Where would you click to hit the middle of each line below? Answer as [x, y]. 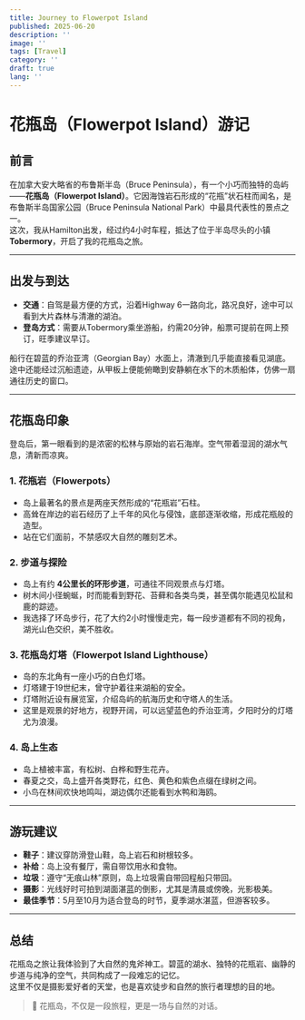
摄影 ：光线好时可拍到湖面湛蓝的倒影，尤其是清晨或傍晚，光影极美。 [150, 889]
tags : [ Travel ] [38, 52]
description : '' [40, 34]
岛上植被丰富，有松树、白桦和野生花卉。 [98, 769]
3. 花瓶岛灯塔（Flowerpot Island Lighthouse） [112, 654]
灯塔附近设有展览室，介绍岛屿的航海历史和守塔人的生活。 [130, 699]
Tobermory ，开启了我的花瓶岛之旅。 [79, 240]
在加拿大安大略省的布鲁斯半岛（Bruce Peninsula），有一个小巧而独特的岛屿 [149, 184]
